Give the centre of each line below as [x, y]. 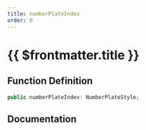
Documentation [42, 119]
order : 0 [20, 20]
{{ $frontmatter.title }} [73, 55]
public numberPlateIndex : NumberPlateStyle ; [73, 97]
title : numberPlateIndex [44, 14]
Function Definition [50, 81]
